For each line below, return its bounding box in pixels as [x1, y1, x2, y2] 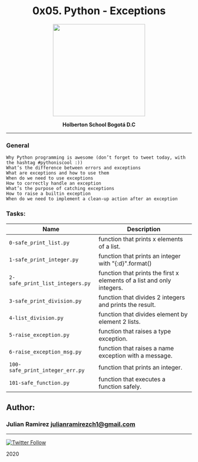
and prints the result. [98, 300, 156, 309]
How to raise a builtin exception [6, 191, 91, 197]
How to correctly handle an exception [6, 181, 101, 186]
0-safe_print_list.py [9, 239, 70, 246]
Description [127, 225, 161, 233]
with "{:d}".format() [98, 259, 152, 267]
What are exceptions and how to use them [6, 170, 110, 176]
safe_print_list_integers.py [9, 280, 91, 287]
